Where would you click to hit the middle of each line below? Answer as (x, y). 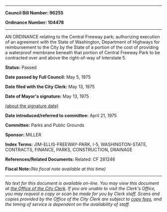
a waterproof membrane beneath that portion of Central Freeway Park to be (83, 52)
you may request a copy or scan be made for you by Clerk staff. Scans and (83, 194)
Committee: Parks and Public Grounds (45, 125)
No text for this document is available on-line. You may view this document (82, 183)
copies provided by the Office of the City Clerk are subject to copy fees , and (83, 199)
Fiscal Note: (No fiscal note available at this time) (55, 169)
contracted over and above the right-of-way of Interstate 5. (66, 58)
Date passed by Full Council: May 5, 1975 (48, 77)
